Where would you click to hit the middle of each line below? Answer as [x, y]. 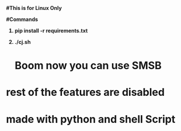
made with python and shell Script [91, 119]
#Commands [22, 19]
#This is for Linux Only [34, 8]
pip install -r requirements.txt [51, 31]
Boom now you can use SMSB [88, 66]
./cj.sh [22, 42]
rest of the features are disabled [86, 92]
